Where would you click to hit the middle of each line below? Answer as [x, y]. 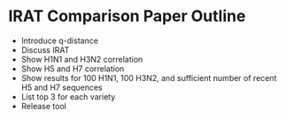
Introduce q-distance [60, 41]
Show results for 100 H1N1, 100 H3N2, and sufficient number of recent [149, 77]
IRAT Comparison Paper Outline [127, 16]
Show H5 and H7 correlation [73, 69]
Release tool [44, 106]
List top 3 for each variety [68, 96]
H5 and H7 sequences [62, 87]
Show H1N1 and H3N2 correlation [82, 59]
